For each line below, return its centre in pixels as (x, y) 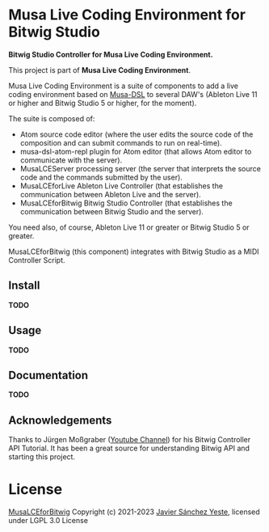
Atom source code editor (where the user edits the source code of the (137, 134)
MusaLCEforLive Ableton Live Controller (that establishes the (122, 186)
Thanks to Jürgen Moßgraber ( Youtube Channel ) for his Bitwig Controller (130, 440)
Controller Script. (37, 260)
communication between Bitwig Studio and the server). (112, 211)
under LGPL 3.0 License (48, 521)
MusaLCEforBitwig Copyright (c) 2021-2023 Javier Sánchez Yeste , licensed (134, 512)
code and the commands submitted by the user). (101, 177)
